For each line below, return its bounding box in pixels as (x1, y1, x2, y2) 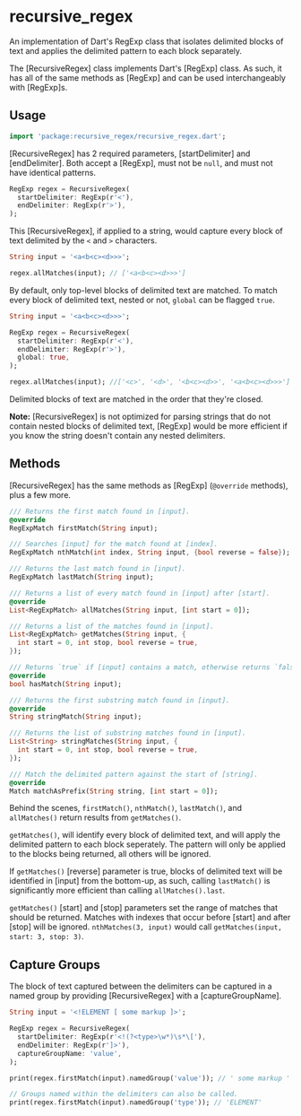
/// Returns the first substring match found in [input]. (9, 695, 230, 705)
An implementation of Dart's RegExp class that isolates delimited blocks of (9, 36, 284, 47)
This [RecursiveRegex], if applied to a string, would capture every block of (9, 226, 284, 237)
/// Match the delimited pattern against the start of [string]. (9, 770, 258, 779)
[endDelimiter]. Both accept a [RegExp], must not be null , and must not (9, 157, 273, 168)
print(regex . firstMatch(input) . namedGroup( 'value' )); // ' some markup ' (9, 1074, 291, 1083)
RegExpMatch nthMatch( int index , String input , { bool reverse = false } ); (9, 548, 291, 557)
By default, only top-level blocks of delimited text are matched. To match (9, 284, 278, 295)
